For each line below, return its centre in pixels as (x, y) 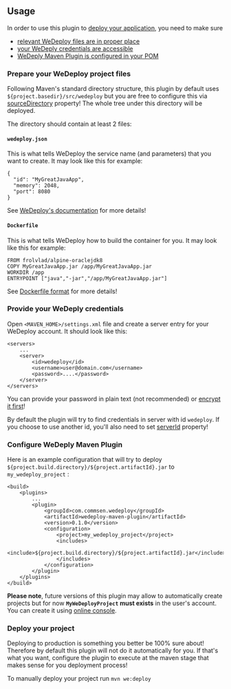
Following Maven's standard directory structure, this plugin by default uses (113, 89)
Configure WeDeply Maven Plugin (65, 445)
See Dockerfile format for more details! (62, 291)
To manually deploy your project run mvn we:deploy (79, 679)
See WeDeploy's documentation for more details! (77, 211)
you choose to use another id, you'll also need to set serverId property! (108, 427)
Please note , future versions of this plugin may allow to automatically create (115, 596)
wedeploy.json (27, 139)
